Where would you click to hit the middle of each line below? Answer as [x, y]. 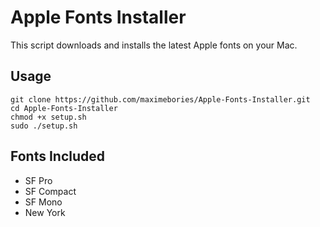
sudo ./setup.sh [44, 126]
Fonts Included [58, 156]
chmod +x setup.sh [48, 117]
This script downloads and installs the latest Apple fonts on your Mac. [154, 45]
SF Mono [43, 202]
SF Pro [38, 180]
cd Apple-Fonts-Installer [64, 108]
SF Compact [50, 191]
